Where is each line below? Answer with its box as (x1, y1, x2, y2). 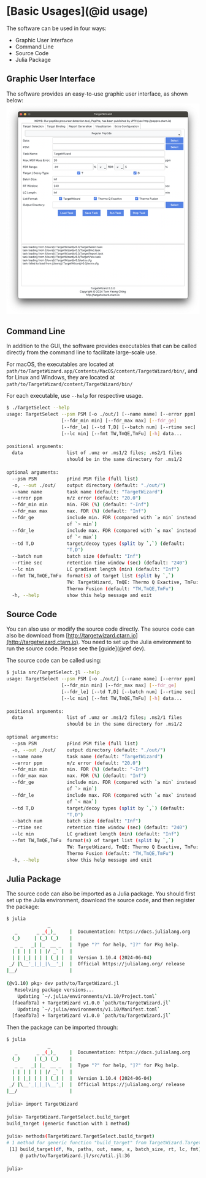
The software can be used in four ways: (6, 25, 107, 32)
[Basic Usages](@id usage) (6, 4, 148, 18)
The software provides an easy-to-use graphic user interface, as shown (6, 90, 188, 97)
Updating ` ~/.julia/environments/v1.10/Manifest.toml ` (17, 1006, 161, 1013)
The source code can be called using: (6, 657, 102, 664)
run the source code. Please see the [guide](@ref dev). (6, 645, 146, 652)
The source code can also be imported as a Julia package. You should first (6, 890, 196, 897)
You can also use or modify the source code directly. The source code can (6, 625, 195, 633)
